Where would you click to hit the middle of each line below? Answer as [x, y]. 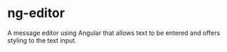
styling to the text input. [42, 40]
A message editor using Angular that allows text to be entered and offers [114, 33]
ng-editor [36, 13]
